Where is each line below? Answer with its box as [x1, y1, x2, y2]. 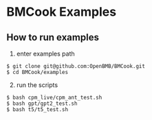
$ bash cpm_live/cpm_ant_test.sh [6, 94, 102, 101]
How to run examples [6, 32, 99, 43]
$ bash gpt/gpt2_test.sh [6, 100, 78, 107]
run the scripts [16, 81, 58, 89]
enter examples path [16, 49, 75, 58]
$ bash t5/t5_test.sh [6, 106, 69, 113]
